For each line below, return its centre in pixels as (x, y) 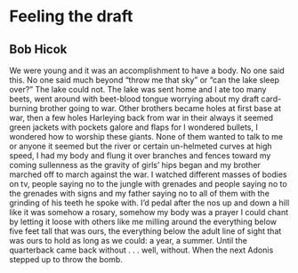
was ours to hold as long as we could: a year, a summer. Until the (128, 241)
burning (24, 108)
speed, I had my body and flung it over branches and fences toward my (140, 156)
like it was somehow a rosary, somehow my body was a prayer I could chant (149, 212)
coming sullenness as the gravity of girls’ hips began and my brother (135, 165)
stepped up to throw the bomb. (66, 259)
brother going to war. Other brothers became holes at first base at (161, 108)
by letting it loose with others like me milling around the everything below (143, 221)
